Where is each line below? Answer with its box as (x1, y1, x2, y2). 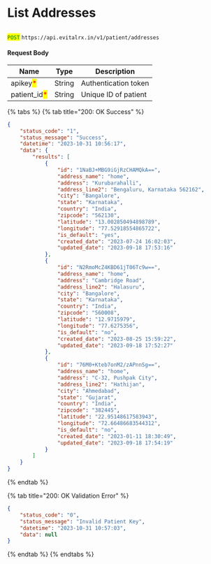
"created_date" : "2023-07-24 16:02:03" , (57, 238, 177, 245)
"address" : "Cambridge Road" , (57, 277, 145, 284)
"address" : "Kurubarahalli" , (57, 180, 142, 187)
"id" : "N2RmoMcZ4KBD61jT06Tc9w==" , (57, 264, 161, 271)
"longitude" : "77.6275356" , (57, 322, 139, 329)
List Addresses (7, 5, 96, 21)
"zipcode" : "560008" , (57, 310, 120, 317)
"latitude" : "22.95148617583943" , (57, 414, 158, 421)
